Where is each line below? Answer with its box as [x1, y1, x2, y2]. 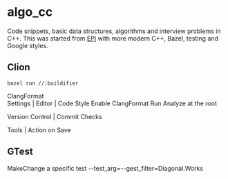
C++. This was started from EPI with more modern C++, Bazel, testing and [7, 34, 219, 42]
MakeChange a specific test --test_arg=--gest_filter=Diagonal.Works [7, 164, 204, 172]
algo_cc [7, 4, 53, 20]
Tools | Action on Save [7, 125, 71, 134]
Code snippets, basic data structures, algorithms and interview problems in [7, 27, 221, 35]
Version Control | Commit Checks [7, 112, 102, 120]
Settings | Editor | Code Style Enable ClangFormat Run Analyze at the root [7, 99, 218, 107]
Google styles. [7, 41, 48, 50]
